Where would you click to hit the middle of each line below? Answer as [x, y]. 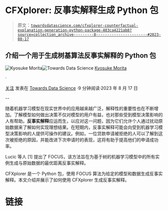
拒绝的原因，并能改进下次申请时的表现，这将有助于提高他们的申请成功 [86, 140]
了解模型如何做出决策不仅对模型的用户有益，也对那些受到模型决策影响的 [88, 115]
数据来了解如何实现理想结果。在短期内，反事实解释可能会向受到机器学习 [84, 127]
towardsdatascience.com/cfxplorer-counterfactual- [84, 26]
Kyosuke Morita [110, 68]
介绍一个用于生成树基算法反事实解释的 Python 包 [81, 56]
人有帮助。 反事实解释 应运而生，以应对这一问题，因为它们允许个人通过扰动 [82, 121]
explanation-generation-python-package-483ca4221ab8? [74, 30]
